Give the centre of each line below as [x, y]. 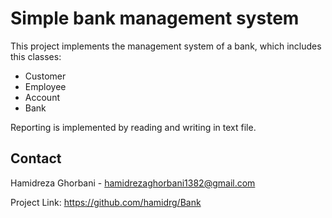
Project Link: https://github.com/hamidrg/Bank [106, 202]
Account [42, 97]
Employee [45, 86]
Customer [45, 76]
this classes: [36, 56]
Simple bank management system [155, 18]
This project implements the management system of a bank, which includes [166, 46]
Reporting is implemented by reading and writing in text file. [133, 127]
